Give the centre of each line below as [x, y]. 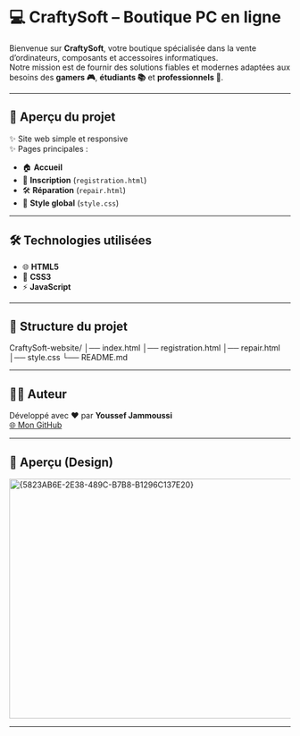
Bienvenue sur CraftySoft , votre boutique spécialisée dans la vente [133, 48]
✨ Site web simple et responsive [69, 139]
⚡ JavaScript [46, 286]
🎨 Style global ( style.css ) [71, 203]
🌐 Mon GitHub [36, 425]
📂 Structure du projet [68, 326]
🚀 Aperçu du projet [62, 117]
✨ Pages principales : [49, 148]
